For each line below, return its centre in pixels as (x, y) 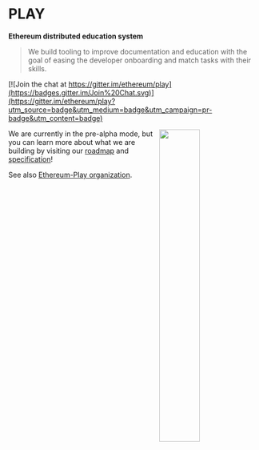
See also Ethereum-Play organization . (70, 175)
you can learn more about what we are (72, 142)
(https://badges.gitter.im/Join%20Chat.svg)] (81, 92)
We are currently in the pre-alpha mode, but (81, 134)
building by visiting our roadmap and (69, 151)
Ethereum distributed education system (76, 36)
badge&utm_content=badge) (56, 118)
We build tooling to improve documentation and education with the (137, 51)
